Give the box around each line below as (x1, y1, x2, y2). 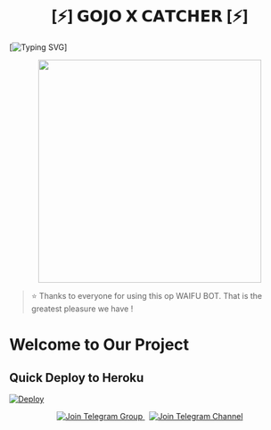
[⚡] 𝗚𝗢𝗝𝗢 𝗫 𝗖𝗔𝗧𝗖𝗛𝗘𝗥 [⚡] (51, 6, 249, 27)
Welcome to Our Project (9, 335, 190, 355)
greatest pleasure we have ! (30, 303, 134, 314)
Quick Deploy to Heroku (9, 370, 144, 385)
